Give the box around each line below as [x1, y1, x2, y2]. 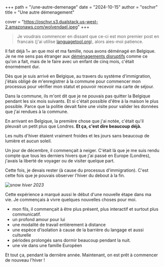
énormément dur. [5, 64, 40, 69]
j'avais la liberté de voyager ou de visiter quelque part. [5, 158, 115, 163]
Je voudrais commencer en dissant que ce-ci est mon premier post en [17, 34, 159, 39]
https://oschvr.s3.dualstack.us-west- [23, 19, 98, 24]
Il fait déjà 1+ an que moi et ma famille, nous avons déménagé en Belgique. [5, 48, 156, 54]
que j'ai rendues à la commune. [5, 109, 69, 114]
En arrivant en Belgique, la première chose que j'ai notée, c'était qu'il [5, 118, 144, 124]
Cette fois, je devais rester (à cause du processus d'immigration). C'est [5, 167, 149, 173]
